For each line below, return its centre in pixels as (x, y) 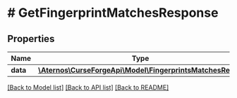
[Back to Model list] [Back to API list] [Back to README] (88, 87)
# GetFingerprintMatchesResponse (113, 13)
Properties (31, 39)
